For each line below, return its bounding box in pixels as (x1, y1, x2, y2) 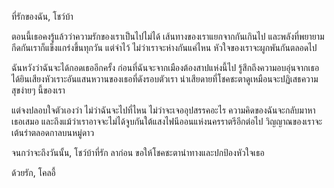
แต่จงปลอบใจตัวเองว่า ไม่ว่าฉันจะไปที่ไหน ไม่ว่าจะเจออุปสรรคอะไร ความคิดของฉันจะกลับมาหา (11, 104, 316, 116)
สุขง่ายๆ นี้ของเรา (11, 84, 66, 96)
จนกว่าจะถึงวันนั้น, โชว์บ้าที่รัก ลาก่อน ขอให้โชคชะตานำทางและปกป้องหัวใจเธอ (11, 147, 265, 158)
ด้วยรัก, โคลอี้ (11, 167, 56, 178)
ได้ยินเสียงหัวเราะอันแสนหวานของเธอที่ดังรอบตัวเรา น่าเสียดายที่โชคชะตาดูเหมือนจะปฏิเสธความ (11, 73, 319, 85)
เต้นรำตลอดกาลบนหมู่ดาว (11, 127, 95, 138)
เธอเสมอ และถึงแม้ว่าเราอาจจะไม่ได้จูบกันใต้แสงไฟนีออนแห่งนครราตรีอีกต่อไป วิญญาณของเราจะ (11, 116, 323, 127)
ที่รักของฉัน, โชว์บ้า (11, 11, 74, 22)
